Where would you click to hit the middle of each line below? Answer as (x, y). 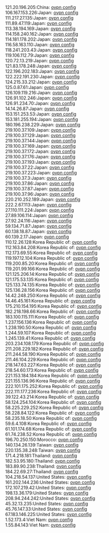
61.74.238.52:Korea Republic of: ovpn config (51, 434)
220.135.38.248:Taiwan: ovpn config (43, 450)
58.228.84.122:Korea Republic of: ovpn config (52, 413)
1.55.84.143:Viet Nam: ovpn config (40, 525)
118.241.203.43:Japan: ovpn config (41, 50)
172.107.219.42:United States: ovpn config (48, 488)
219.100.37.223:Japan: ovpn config (41, 173)
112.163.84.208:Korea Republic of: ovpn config (53, 247)
